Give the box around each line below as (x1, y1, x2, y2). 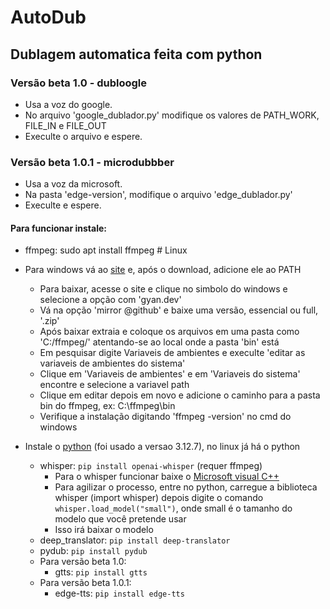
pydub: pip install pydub (39, 545, 148, 557)
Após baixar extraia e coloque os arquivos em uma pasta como (39, 326, 300, 338)
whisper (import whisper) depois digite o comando (54, 492, 264, 504)
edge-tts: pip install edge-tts (54, 587, 185, 600)
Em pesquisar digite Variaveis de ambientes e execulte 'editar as (39, 347, 306, 359)
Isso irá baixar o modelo (54, 524, 154, 536)
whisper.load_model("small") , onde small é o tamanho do (54, 502, 293, 515)
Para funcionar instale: (10, 222, 107, 234)
